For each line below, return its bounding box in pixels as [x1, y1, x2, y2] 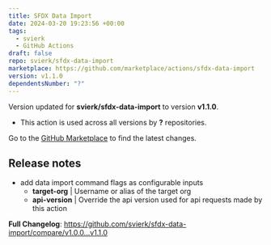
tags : [8, 27, 27, 35]
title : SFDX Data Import [8, 11, 92, 20]
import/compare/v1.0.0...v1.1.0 [8, 228, 108, 238]
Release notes [8, 156, 82, 170]
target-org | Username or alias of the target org [32, 187, 192, 196]
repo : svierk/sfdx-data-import [8, 57, 114, 65]
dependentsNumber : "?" [8, 79, 85, 87]
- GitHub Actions [15, 42, 74, 50]
